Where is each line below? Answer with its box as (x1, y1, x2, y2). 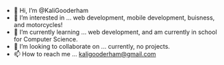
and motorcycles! (13, 21, 63, 28)
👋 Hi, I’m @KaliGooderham (13, 7, 89, 14)
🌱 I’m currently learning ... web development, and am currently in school (13, 28, 217, 36)
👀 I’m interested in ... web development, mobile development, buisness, (13, 14, 215, 22)
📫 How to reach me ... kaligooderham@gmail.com (13, 50, 156, 58)
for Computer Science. (13, 35, 78, 43)
